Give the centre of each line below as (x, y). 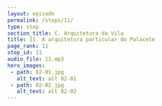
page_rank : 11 (28, 46)
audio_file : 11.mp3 (36, 59)
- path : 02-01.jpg (37, 72)
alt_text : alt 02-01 (47, 78)
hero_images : (26, 66)
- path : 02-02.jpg (37, 85)
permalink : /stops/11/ (40, 20)
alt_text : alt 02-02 (47, 91)
